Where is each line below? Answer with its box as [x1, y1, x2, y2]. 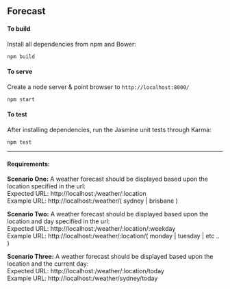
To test [7, 110, 27, 118]
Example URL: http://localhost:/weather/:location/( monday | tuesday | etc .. [7, 232, 220, 240]
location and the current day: [7, 260, 89, 268]
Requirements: [7, 160, 50, 168]
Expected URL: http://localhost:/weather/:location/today [7, 267, 164, 275]
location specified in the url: [7, 182, 86, 190]
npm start [7, 96, 36, 103]
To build [7, 24, 31, 33]
